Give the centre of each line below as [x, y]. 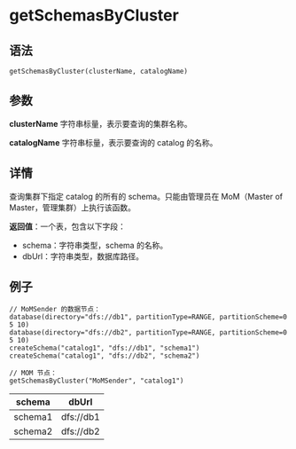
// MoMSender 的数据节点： [55, 310]
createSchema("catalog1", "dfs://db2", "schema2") [105, 356]
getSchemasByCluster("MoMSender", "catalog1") [97, 381]
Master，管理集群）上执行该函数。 [72, 207]
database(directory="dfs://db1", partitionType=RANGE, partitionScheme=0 [148, 317]
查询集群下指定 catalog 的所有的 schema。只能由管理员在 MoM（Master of [146, 196]
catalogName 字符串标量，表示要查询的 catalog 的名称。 [113, 142]
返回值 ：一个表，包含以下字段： [67, 226]
